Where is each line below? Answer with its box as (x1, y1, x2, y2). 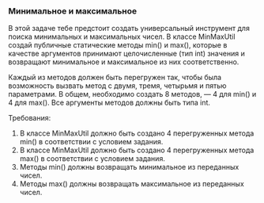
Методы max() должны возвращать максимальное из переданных (19, 179, 245, 189)
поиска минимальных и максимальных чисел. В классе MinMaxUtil (8, 32, 236, 41)
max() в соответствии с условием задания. (19, 154, 166, 163)
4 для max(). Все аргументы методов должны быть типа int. (8, 98, 211, 108)
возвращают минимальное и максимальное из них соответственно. (8, 57, 239, 67)
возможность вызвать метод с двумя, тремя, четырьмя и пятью (8, 81, 227, 90)
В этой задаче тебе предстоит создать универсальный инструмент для (8, 24, 251, 33)
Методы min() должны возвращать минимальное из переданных (19, 163, 239, 172)
